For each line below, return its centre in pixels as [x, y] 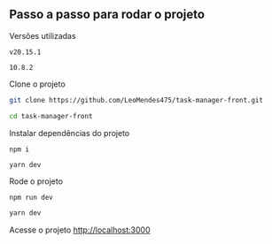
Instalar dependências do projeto [70, 133]
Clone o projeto [38, 84]
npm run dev [31, 197]
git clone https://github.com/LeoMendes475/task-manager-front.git [136, 100]
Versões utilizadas [43, 35]
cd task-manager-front [51, 116]
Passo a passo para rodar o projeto [107, 15]
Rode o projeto [36, 181]
